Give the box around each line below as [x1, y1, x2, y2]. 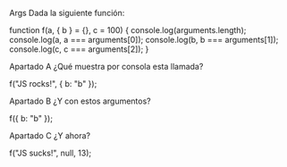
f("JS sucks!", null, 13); [9, 147, 92, 158]
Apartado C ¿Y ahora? [9, 130, 91, 141]
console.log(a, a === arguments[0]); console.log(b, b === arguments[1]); [9, 35, 279, 45]
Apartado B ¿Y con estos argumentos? [9, 96, 151, 106]
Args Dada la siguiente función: [9, 8, 125, 18]
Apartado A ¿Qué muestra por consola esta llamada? [9, 62, 204, 71]
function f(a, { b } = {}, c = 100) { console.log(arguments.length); [9, 25, 247, 35]
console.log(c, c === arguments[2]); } [9, 44, 149, 54]
